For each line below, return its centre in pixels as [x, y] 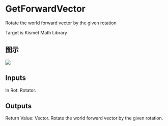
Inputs [16, 78]
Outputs [19, 106]
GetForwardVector [45, 9]
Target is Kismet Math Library [36, 32]
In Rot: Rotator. [21, 90]
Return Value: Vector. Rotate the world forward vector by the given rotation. [84, 118]
